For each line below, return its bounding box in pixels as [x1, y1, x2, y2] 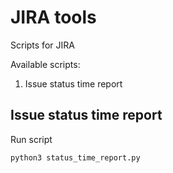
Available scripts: [10, 58, 81, 70]
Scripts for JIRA [10, 39, 75, 51]
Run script [10, 133, 53, 145]
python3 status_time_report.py [10, 152, 141, 163]
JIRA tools [10, 6, 97, 29]
